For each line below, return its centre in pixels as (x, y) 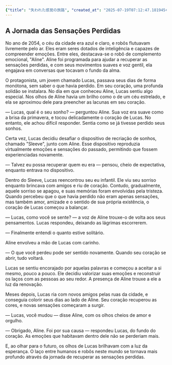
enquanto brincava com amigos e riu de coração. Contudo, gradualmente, (83, 186)
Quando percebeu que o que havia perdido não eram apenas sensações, (82, 197)
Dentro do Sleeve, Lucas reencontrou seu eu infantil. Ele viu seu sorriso (81, 180)
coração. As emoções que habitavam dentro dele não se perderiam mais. (83, 336)
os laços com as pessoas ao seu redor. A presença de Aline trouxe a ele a (83, 279)
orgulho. (14, 321)
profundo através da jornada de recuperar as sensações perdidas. (75, 357)
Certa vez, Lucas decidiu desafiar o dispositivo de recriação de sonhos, (81, 139)
